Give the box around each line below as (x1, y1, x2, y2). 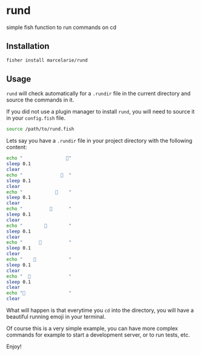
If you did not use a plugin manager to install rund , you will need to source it (6, 108, 195, 115)
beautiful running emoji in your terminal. (6, 313, 106, 320)
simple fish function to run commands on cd (6, 24, 117, 31)
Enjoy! (6, 343, 22, 351)
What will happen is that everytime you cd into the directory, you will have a (6, 306, 194, 314)
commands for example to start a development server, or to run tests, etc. (6, 331, 191, 338)
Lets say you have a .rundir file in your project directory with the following (6, 137, 193, 144)
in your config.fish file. (6, 114, 65, 121)
